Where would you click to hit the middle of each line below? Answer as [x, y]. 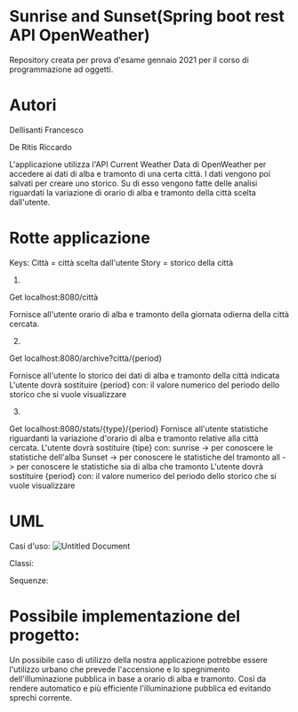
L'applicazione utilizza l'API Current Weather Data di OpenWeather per [138, 164]
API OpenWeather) [80, 35]
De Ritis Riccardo [41, 147]
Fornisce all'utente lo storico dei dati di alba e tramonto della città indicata [145, 375]
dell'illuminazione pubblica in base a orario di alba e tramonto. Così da [138, 678]
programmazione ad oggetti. [61, 69]
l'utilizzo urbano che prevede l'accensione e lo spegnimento [120, 669]
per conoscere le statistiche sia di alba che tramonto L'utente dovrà [140, 466]
